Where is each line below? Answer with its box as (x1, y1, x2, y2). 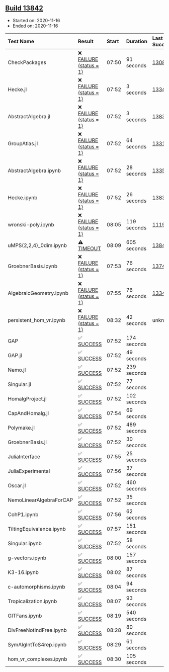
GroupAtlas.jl (8, 140, 38, 147)
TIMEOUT (77, 245, 102, 252)
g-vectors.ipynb (8, 554, 47, 561)
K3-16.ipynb (8, 568, 39, 575)
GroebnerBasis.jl (8, 439, 47, 446)
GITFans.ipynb (8, 612, 42, 619)
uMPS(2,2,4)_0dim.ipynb (8, 241, 67, 248)
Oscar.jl (8, 482, 26, 489)
